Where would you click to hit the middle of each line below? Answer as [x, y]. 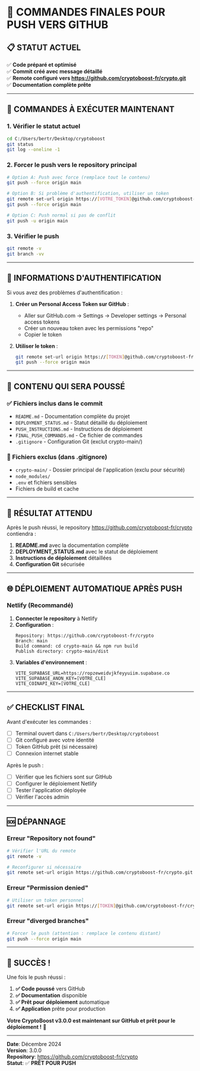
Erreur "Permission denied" [47, 888]
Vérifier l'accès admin [42, 797]
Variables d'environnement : [51, 662]
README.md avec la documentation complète [72, 545]
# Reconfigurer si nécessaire [44, 867]
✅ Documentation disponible [51, 995]
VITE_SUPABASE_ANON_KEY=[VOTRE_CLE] [61, 678]
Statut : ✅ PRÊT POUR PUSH [42, 1063]
